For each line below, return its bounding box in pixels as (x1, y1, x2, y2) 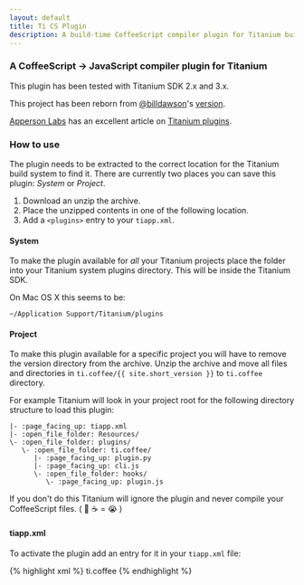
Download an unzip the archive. (22, 195, 141, 206)
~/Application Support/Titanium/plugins (9, 309, 165, 319)
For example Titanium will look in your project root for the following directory (9, 395, 295, 406)
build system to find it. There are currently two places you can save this (9, 168, 276, 179)
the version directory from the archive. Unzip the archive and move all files (9, 358, 288, 369)
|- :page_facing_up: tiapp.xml (9, 422, 128, 431)
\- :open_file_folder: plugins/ (9, 438, 131, 448)
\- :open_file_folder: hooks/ (33, 469, 147, 479)
